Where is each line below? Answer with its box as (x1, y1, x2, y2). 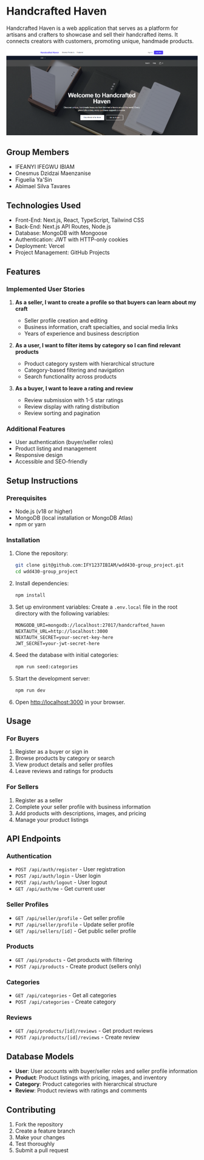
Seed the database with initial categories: (15, 651, 119, 659)
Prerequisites (6, 493, 47, 502)
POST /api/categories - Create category (15, 998, 117, 1006)
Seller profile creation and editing (24, 317, 108, 324)
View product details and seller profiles (15, 761, 114, 768)
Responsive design (15, 451, 63, 459)
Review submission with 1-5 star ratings (24, 396, 123, 403)
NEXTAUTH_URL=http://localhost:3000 (15, 628, 108, 634)
